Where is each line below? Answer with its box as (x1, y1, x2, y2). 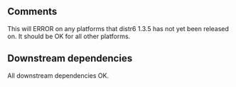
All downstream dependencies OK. (7, 71, 109, 80)
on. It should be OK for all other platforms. (7, 32, 131, 40)
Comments (7, 6, 58, 18)
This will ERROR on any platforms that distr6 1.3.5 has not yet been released (7, 24, 230, 33)
